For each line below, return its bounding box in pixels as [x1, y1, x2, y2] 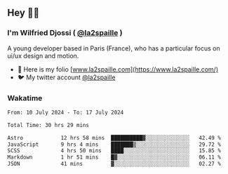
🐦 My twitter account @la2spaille [17, 73, 116, 81]
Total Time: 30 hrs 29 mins [7, 121, 90, 128]
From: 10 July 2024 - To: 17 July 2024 [7, 109, 124, 116]
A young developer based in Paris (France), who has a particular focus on [7, 43, 220, 53]
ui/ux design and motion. [7, 51, 79, 60]
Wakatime [7, 93, 43, 102]
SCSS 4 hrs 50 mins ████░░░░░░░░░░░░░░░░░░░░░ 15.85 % [7, 147, 221, 154]
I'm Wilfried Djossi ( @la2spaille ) [7, 28, 123, 38]
